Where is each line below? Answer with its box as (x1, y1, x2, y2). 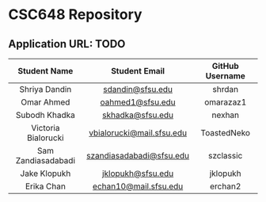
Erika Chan (25, 181, 66, 192)
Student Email (110, 66, 165, 76)
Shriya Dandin (19, 84, 72, 94)
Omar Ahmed (21, 97, 70, 108)
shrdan (212, 84, 239, 94)
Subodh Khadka (15, 109, 75, 120)
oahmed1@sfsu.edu (100, 97, 176, 108)
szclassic (208, 151, 243, 161)
